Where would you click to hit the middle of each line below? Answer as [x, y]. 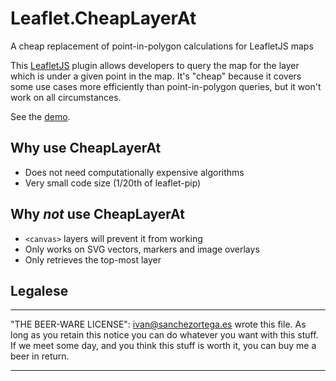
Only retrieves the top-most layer [93, 259]
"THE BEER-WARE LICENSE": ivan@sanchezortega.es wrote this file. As [158, 324]
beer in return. [40, 356]
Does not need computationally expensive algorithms [134, 172]
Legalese [39, 290]
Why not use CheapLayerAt [97, 214]
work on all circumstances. [66, 97]
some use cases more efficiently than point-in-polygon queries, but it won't [166, 86]
